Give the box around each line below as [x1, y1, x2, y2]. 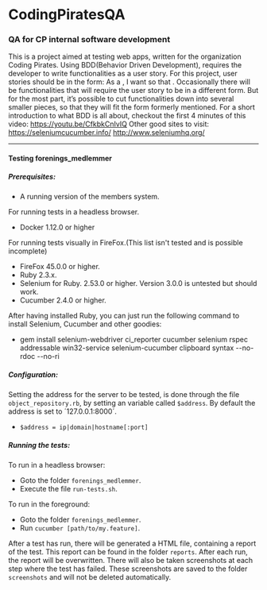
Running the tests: [8, 440, 71, 449]
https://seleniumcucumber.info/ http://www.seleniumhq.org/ [8, 128, 205, 137]
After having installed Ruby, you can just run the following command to [8, 311, 240, 321]
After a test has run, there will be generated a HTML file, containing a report [8, 538, 257, 548]
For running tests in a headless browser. [8, 207, 140, 217]
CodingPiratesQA [8, 6, 126, 24]
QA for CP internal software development [8, 34, 171, 45]
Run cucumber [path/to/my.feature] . [19, 523, 141, 533]
